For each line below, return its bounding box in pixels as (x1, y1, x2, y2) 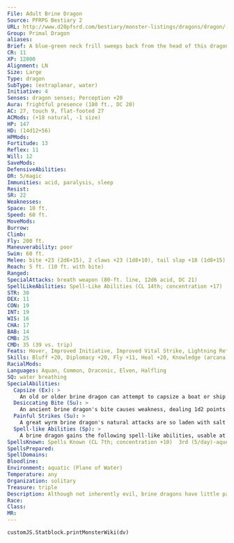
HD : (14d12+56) (7, 127, 52, 134)
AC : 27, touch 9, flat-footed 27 (7, 107, 104, 114)
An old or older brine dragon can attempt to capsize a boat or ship (19, 393, 226, 400)
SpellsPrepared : (7, 445, 54, 452)
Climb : (7, 231, 26, 238)
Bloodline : (7, 458, 39, 465)
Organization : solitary (7, 477, 77, 484)
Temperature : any (7, 471, 58, 478)
